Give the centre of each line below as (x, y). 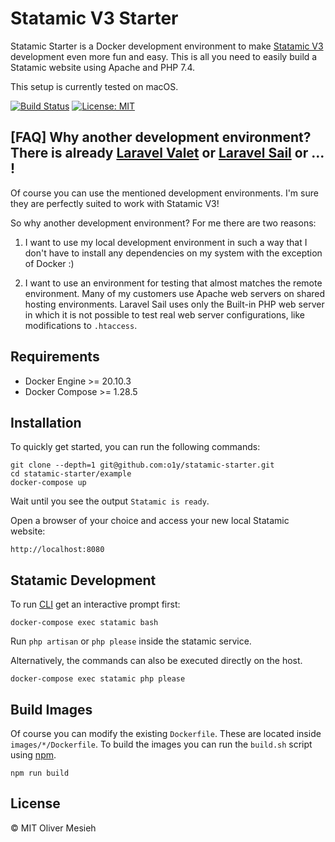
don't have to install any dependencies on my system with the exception (173, 253)
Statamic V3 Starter (94, 18)
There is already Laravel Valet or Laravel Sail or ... (167, 153)
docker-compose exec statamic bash (84, 623)
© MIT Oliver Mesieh (53, 828)
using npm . (33, 755)
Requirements (55, 357)
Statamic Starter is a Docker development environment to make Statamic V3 (167, 46)
